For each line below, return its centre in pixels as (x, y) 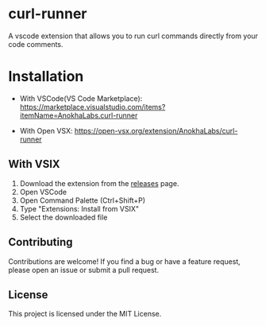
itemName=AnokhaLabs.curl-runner (79, 115)
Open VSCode (43, 192)
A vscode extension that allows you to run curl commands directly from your (133, 36)
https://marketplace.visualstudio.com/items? (93, 107)
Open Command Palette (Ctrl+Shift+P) (82, 200)
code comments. (36, 44)
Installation (46, 77)
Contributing (40, 242)
